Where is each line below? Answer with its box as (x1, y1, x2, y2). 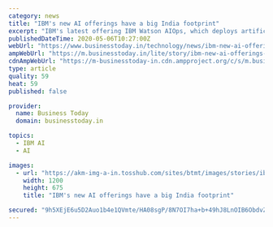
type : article (8, 65, 57, 73)
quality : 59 (8, 72, 49, 80)
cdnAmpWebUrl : (8, 58, 57, 66)
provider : (8, 102, 42, 110)
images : (8, 161, 35, 169)
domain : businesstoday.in (15, 117, 104, 126)
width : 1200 (23, 176, 63, 185)
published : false (8, 87, 67, 96)
